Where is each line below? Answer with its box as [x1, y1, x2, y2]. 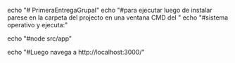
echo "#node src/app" [7, 34, 72, 43]
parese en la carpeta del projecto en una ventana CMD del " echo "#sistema [7, 13, 229, 22]
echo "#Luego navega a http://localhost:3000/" [7, 48, 145, 56]
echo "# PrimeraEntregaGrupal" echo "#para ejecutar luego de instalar [7, 6, 212, 14]
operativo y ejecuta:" [7, 21, 68, 29]
